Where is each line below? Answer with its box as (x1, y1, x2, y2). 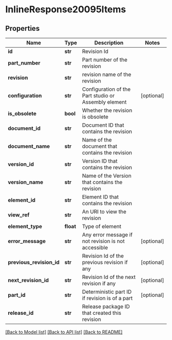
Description (94, 39, 124, 46)
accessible (81, 244, 109, 251)
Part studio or (81, 92, 115, 99)
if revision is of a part (81, 295, 133, 302)
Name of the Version (81, 172, 132, 179)
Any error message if (81, 231, 133, 238)
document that (81, 143, 118, 150)
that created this (81, 309, 121, 316)
